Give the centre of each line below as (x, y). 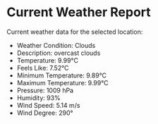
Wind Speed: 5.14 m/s (48, 105)
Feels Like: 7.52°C (43, 68)
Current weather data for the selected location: (75, 32)
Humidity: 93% (38, 98)
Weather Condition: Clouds (56, 45)
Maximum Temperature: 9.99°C (62, 82)
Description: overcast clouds (59, 53)
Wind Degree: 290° (45, 113)
